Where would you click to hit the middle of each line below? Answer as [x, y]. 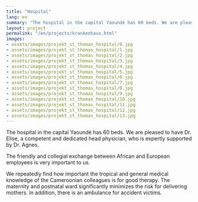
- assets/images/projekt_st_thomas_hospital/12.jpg [71, 110]
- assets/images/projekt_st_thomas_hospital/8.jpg [70, 88]
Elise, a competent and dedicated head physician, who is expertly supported [99, 138]
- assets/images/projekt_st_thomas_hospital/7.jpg [70, 83]
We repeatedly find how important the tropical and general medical [88, 174]
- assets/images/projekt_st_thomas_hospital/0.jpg [70, 45]
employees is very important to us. [48, 163]
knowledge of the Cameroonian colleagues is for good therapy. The [88, 180]
